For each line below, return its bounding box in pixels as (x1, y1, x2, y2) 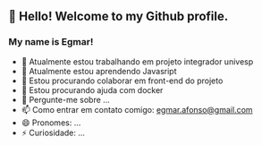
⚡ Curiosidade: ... (21, 127, 86, 138)
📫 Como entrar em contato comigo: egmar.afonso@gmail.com (21, 104, 253, 115)
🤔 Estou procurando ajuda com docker (21, 84, 164, 95)
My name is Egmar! (8, 36, 94, 48)
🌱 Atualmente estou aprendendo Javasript (21, 65, 177, 76)
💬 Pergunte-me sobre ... (21, 94, 111, 105)
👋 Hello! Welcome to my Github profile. (8, 9, 229, 24)
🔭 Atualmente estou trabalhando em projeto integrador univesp (21, 55, 254, 67)
